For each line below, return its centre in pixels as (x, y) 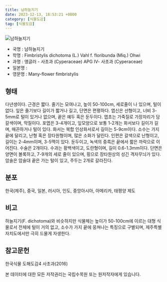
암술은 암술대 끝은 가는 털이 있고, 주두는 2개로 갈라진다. (59, 161)
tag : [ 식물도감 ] (20, 24)
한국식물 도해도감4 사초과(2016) (37, 264)
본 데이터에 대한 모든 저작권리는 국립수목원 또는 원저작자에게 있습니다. (73, 274)
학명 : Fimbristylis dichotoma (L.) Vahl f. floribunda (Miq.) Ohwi (76, 55)
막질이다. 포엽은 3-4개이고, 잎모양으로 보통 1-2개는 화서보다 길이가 (88, 123)
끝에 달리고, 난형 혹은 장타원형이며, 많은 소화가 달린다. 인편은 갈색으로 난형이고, (82, 136)
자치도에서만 (17, 233)
